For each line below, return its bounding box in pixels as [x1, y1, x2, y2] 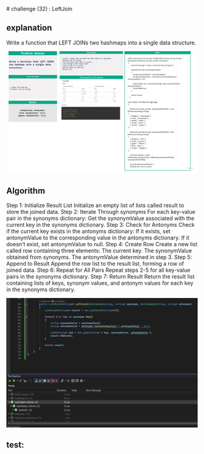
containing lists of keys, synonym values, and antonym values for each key [6, 280, 194, 287]
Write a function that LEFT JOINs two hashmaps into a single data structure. [6, 39, 196, 46]
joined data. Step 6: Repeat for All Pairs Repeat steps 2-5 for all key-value [6, 266, 191, 274]
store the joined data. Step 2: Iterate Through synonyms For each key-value [6, 208, 195, 216]
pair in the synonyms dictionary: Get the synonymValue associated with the [6, 215, 195, 222]
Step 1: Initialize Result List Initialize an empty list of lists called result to [6, 202, 185, 209]
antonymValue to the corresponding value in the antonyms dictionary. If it [6, 234, 189, 241]
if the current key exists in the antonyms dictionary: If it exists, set [6, 228, 171, 235]
